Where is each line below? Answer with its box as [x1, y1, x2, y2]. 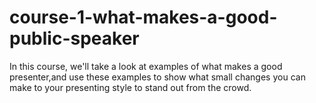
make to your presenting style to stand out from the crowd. [9, 81, 252, 93]
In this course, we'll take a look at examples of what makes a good [9, 60, 283, 72]
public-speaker [9, 27, 140, 50]
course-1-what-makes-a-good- [9, 6, 278, 29]
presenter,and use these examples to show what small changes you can [9, 71, 306, 83]
